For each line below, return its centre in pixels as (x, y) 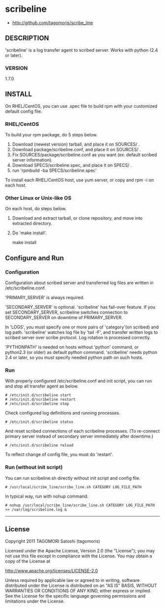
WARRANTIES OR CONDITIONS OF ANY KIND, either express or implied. (78, 591)
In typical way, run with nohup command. (47, 496)
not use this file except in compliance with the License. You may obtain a (79, 556)
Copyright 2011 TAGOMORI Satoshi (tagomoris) (53, 541)
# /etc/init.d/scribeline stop (37, 404)
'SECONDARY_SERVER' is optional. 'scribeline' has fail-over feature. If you (80, 307)
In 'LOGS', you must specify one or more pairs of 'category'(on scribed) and (82, 327)
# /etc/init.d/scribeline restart (41, 400)
